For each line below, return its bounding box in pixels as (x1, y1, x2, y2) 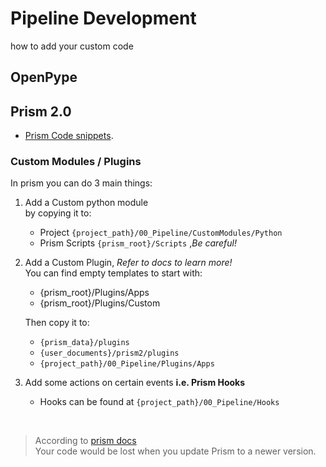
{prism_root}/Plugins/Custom (39, 297, 161, 309)
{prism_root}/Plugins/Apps (39, 287, 150, 299)
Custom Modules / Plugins (10, 155, 142, 169)
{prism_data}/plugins (39, 338, 130, 348)
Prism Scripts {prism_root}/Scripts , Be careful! (39, 237, 238, 249)
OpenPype (10, 69, 78, 86)
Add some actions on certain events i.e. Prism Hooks (24, 377, 246, 389)
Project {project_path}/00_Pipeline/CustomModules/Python (39, 227, 283, 239)
